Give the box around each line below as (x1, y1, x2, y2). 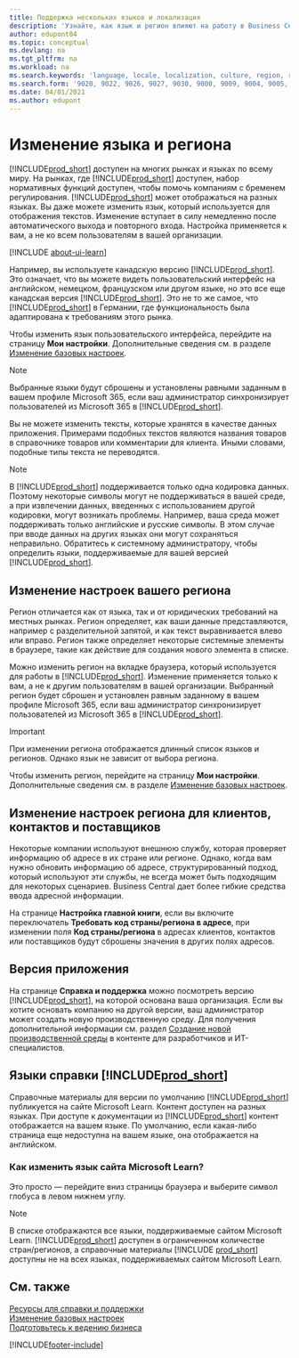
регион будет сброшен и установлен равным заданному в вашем (9, 690, 260, 701)
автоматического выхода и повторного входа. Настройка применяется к (9, 220, 287, 232)
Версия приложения (9, 962, 129, 977)
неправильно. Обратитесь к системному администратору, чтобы (9, 538, 258, 549)
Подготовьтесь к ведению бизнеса (9, 1321, 142, 1332)
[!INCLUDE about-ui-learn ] (9, 247, 107, 258)
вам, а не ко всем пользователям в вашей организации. (9, 230, 224, 240)
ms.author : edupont (9, 95, 82, 105)
